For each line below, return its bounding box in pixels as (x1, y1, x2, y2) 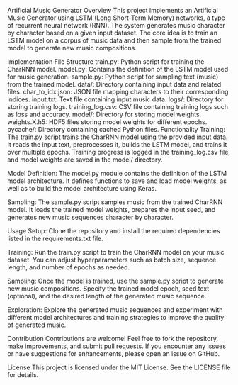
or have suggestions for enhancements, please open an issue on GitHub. (7, 350, 220, 357)
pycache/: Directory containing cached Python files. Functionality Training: (7, 125, 225, 133)
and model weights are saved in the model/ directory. (7, 155, 163, 164)
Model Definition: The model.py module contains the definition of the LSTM (7, 169, 227, 177)
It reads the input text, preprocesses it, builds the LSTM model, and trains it (7, 140, 227, 148)
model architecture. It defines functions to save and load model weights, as (7, 177, 227, 185)
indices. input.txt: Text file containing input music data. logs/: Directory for (7, 95, 224, 104)
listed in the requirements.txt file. (7, 234, 104, 242)
